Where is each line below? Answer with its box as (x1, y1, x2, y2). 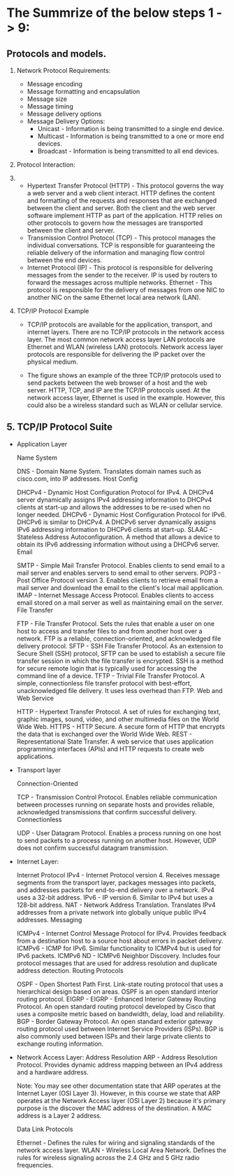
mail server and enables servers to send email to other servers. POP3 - (16, 568, 221, 577)
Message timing (27, 102, 74, 110)
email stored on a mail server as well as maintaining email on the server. (16, 598, 224, 607)
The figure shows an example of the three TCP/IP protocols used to (27, 371, 221, 379)
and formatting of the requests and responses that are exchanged (27, 196, 217, 205)
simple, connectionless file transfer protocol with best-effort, (16, 678, 192, 688)
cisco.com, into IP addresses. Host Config (16, 474, 138, 483)
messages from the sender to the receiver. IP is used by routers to (27, 271, 218, 279)
